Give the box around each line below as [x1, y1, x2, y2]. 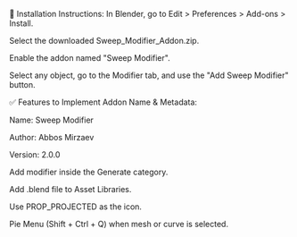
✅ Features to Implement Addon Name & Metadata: [9, 97, 198, 107]
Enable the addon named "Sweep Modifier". [9, 53, 171, 63]
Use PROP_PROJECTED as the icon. [9, 201, 143, 212]
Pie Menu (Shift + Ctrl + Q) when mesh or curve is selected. [9, 219, 229, 229]
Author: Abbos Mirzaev [9, 132, 95, 142]
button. [9, 80, 36, 89]
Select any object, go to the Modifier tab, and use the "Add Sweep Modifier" [9, 70, 289, 80]
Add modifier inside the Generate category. [9, 166, 169, 177]
